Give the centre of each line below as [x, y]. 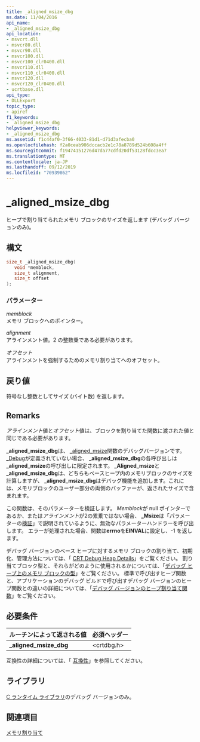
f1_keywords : [22, 117]
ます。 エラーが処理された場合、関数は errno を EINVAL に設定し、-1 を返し [102, 531]
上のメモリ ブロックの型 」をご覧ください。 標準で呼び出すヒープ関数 [101, 574]
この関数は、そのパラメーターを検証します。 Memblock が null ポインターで [99, 508]
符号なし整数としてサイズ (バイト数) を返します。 [67, 396]
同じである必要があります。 [40, 438]
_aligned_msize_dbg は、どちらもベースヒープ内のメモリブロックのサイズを [100, 473]
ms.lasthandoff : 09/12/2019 [41, 167]
